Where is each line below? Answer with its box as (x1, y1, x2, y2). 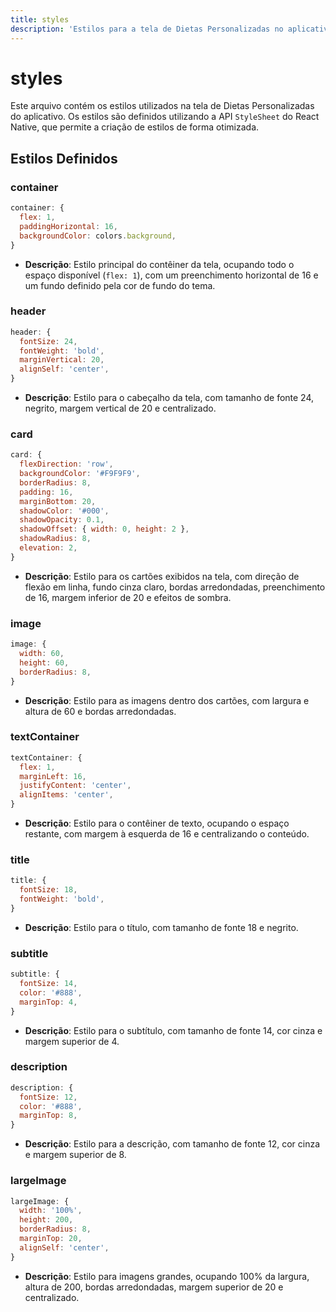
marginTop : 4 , (19, 997, 78, 1007)
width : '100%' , (19, 1206, 83, 1216)
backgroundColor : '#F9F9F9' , (19, 469, 141, 479)
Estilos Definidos (10, 150, 118, 167)
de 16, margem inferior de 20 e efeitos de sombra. (24, 591, 232, 603)
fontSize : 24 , (19, 336, 78, 346)
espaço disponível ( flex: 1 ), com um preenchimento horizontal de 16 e (24, 269, 319, 281)
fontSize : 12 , (19, 1092, 78, 1102)
